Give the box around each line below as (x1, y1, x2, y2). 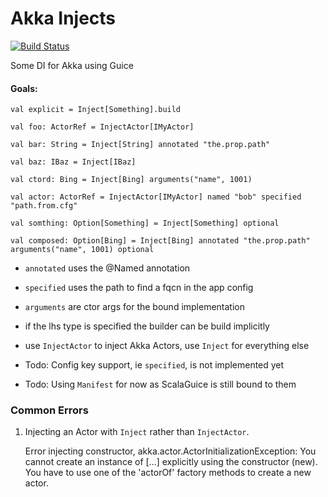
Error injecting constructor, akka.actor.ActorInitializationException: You (24, 445, 317, 457)
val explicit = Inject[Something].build (10, 105, 182, 115)
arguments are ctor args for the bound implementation (24, 301, 246, 313)
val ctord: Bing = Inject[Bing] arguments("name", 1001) (10, 175, 253, 185)
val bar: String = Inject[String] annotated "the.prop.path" (10, 140, 271, 150)
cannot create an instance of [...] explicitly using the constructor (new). (24, 456, 318, 468)
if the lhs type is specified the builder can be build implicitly (24, 320, 270, 332)
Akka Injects (10, 7, 117, 30)
